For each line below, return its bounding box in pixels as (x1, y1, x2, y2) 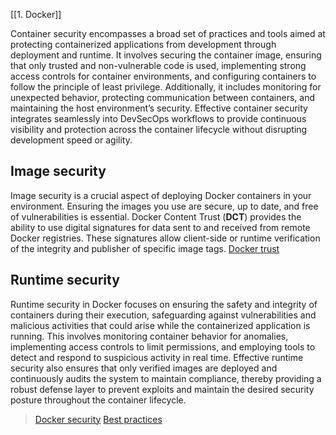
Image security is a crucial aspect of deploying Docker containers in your (10, 189, 312, 201)
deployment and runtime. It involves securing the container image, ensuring (10, 49, 322, 61)
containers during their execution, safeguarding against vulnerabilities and (10, 309, 317, 321)
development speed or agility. (10, 134, 133, 146)
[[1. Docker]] (10, 9, 62, 20)
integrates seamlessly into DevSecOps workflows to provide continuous (10, 113, 307, 124)
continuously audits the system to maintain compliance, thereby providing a (10, 372, 322, 384)
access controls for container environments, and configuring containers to (10, 70, 317, 82)
